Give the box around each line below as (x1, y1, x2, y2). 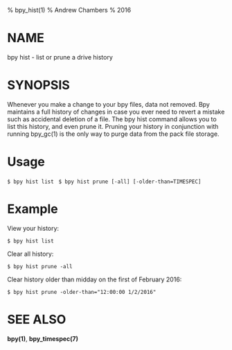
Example (7, 201, 58, 217)
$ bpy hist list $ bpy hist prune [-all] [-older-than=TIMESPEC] (7, 178, 202, 185)
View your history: (7, 224, 60, 232)
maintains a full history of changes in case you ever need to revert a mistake (7, 107, 225, 116)
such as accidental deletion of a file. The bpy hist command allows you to (7, 114, 217, 123)
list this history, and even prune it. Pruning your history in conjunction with (7, 122, 219, 130)
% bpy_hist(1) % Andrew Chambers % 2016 (7, 6, 132, 14)
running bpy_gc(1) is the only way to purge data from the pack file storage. (7, 130, 220, 138)
